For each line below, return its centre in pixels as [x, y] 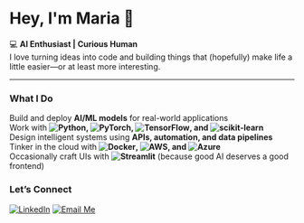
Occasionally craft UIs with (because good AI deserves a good [149, 156]
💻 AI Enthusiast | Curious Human [74, 43]
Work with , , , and [109, 128]
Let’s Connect [41, 190]
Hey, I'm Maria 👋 [72, 19]
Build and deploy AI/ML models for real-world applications [119, 118]
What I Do [31, 98]
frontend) [27, 166]
